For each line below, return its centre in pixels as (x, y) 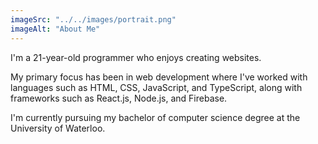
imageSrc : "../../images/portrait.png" (93, 19)
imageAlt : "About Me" (55, 29)
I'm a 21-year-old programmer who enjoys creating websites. (136, 57)
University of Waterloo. (58, 128)
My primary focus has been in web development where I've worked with (159, 77)
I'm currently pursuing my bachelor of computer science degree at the (155, 117)
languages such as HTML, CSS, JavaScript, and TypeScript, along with (156, 87)
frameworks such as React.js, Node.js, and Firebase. (119, 98)
